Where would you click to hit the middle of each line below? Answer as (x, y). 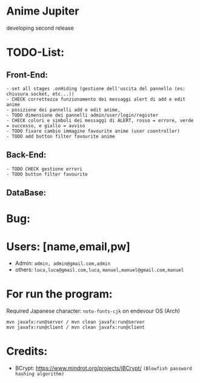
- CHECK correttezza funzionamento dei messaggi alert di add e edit (96, 99)
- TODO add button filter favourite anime (61, 136)
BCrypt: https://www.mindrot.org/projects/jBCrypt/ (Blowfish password (103, 368)
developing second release (40, 28)
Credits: (27, 351)
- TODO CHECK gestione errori (45, 169)
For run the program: (60, 294)
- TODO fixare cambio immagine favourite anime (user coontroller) (93, 131)
